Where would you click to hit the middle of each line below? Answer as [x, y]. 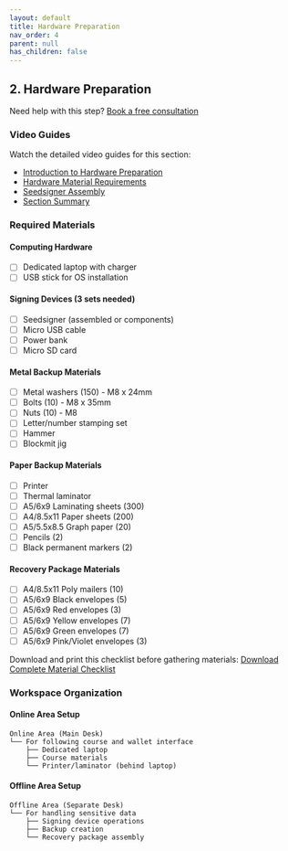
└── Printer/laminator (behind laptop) [102, 766]
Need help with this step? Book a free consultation [104, 111]
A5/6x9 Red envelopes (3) [72, 610]
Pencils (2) [43, 537]
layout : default [40, 18]
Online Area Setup [45, 715]
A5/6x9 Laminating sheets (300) [83, 506]
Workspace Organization [66, 693]
